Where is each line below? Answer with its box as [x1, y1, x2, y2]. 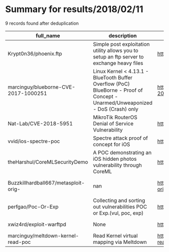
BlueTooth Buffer [93, 74, 133, 81]
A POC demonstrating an [93, 149, 152, 156]
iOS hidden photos [93, 155, 137, 162]
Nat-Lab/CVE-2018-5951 [8, 120, 73, 127]
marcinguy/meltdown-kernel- [8, 232, 79, 239]
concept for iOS [93, 141, 130, 148]
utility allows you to [93, 47, 138, 54]
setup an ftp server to [93, 53, 144, 60]
